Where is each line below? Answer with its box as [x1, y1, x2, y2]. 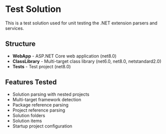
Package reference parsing [12, 102, 69, 108]
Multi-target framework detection [12, 96, 81, 103]
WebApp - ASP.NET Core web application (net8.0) [12, 53, 116, 59]
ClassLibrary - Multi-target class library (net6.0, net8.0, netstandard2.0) [12, 58, 161, 64]
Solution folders [12, 112, 45, 118]
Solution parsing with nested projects [12, 91, 89, 97]
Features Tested [5, 78, 57, 87]
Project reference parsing [12, 107, 65, 113]
